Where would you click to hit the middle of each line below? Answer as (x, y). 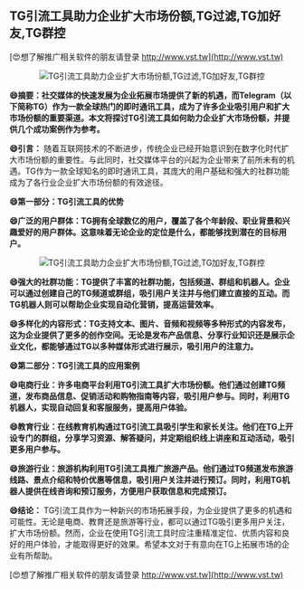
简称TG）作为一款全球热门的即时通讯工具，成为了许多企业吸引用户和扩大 (153, 106)
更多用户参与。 (37, 449)
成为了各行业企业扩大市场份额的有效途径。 (89, 182)
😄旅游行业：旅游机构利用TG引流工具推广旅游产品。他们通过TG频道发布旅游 (152, 468)
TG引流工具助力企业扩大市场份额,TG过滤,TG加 (139, 16)
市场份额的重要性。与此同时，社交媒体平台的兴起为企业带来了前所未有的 (152, 159)
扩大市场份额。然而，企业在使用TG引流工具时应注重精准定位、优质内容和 (146, 533)
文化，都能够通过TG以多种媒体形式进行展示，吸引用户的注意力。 (138, 346)
